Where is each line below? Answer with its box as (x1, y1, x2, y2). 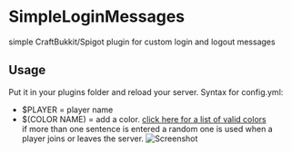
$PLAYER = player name (21, 104, 114, 115)
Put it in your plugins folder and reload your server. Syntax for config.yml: (8, 86, 284, 97)
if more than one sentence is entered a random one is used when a (21, 123, 274, 134)
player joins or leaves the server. (21, 133, 145, 144)
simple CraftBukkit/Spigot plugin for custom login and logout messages (8, 36, 276, 47)
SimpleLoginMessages (8, 6, 186, 27)
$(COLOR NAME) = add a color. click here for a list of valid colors (21, 113, 267, 124)
